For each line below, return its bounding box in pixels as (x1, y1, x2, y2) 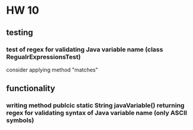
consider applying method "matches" (6, 66, 99, 73)
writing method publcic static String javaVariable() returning (6, 101, 185, 110)
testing (6, 27, 33, 38)
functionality (6, 83, 56, 94)
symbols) (6, 116, 35, 125)
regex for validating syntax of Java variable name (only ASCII (6, 109, 187, 117)
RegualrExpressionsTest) (6, 52, 81, 61)
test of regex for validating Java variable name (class (6, 45, 163, 54)
